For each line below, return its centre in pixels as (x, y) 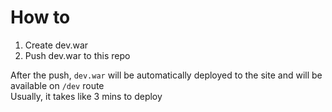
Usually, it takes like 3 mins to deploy (86, 96)
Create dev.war (56, 45)
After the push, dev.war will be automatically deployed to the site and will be (166, 75)
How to (40, 17)
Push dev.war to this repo (77, 55)
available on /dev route (57, 85)
